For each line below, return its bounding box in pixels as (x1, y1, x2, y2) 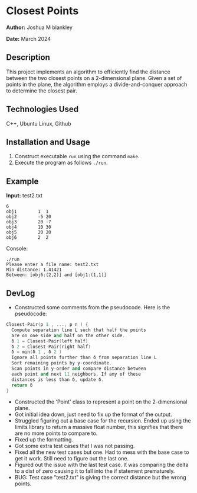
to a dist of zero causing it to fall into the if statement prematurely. (14, 468, 175, 475)
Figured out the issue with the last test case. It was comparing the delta (14, 461, 189, 469)
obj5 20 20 (6, 229, 51, 235)
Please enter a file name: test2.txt (6, 262, 99, 268)
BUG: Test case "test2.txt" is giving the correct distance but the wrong (14, 474, 187, 481)
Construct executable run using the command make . (14, 153, 140, 160)
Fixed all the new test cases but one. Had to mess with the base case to (14, 449, 189, 456)
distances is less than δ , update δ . (11, 376, 104, 383)
